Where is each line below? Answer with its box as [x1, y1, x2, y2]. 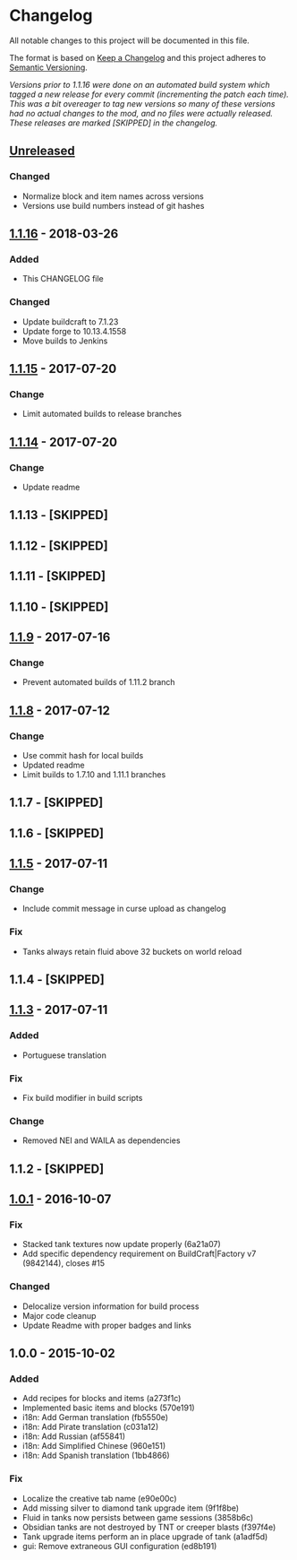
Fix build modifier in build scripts [21, 1093, 143, 1104]
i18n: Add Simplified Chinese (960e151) [21, 1441, 166, 1452]
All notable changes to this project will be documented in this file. [9, 35, 250, 46]
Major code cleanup [21, 1310, 97, 1321]
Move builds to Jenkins [21, 335, 108, 346]
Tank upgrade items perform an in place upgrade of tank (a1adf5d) [21, 1530, 268, 1542]
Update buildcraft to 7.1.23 [21, 316, 119, 327]
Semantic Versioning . [9, 62, 88, 73]
